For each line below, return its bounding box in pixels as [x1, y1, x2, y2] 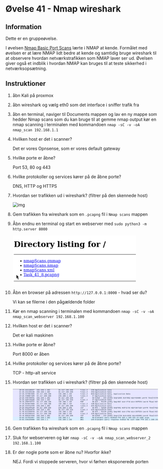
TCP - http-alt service [12, 370, 56, 375]
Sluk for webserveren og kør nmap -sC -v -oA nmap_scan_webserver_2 [12, 435, 151, 440]
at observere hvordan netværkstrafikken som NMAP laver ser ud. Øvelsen [5, 55, 153, 61]
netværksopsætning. [5, 65, 47, 71]
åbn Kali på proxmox [12, 92, 54, 98]
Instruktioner [5, 80, 46, 88]
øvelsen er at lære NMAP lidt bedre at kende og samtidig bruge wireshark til [5, 50, 157, 56]
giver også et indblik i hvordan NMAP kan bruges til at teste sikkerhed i [5, 61, 147, 66]
